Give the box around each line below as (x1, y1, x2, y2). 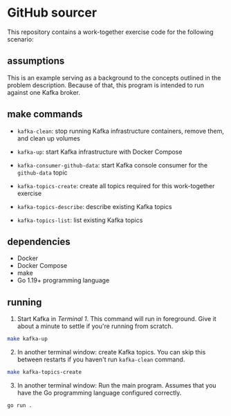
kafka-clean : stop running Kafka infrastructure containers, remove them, (17, 127, 225, 135)
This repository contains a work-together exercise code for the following (7, 28, 214, 36)
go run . (7, 401, 33, 409)
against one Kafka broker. (7, 88, 81, 96)
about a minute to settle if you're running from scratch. (17, 322, 174, 330)
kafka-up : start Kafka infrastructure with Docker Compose (17, 147, 183, 156)
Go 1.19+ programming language (17, 276, 110, 284)
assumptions (7, 55, 65, 67)
